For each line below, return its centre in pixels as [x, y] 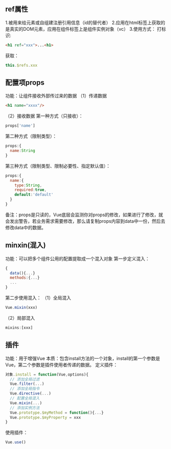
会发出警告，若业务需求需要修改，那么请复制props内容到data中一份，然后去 [85, 221]
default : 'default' [34, 195]
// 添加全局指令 [25, 389]
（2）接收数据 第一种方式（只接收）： [44, 116]
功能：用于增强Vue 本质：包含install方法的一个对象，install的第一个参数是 [83, 358]
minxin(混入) [26, 245]
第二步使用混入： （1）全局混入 [38, 298]
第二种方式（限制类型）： [31, 136]
